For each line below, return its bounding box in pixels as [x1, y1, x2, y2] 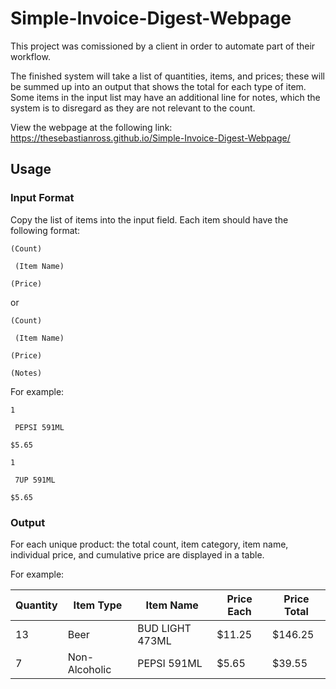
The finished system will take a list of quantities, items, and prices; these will [10, 70, 325, 82]
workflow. [10, 50, 51, 62]
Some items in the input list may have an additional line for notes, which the [10, 91, 321, 103]
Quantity [15, 598, 58, 612]
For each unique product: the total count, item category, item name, [10, 538, 289, 550]
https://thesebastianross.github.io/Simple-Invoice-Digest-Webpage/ [10, 132, 291, 144]
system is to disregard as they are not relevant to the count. [10, 102, 256, 114]
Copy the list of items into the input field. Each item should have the [10, 213, 289, 226]
